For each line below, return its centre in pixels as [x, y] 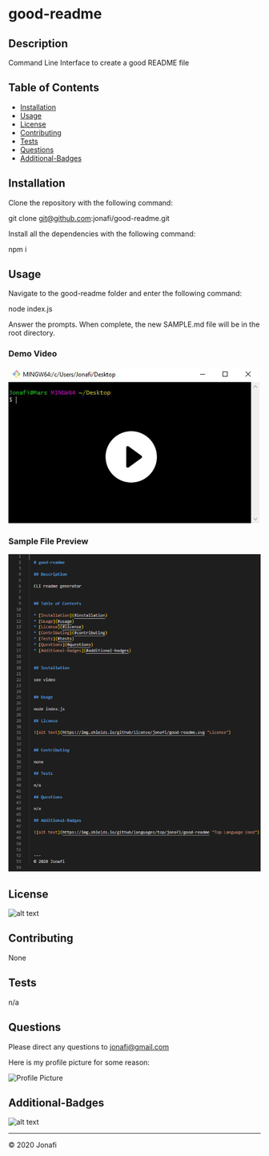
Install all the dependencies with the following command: [102, 234]
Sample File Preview [48, 541]
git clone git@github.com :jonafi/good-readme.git [89, 218]
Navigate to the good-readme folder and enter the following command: [125, 294]
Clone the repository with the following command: [91, 203]
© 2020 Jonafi [33, 1145]
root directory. [32, 333]
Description [38, 44]
